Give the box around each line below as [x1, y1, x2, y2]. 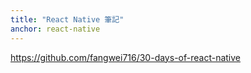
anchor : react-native [10, 24, 101, 34]
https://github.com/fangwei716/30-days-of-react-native [10, 51, 241, 63]
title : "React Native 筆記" [10, 14, 125, 25]
